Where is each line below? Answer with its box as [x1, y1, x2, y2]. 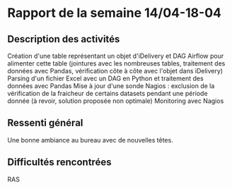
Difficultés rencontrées [7, 157, 112, 169]
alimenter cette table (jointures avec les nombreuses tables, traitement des [7, 59, 226, 68]
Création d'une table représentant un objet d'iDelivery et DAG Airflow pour [7, 51, 224, 60]
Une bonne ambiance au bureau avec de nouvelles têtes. [7, 135, 173, 144]
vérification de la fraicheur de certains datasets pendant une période [7, 90, 208, 97]
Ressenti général [7, 117, 83, 129]
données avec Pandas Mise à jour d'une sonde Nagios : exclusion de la [7, 82, 215, 90]
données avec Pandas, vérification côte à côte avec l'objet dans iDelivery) [7, 67, 224, 75]
